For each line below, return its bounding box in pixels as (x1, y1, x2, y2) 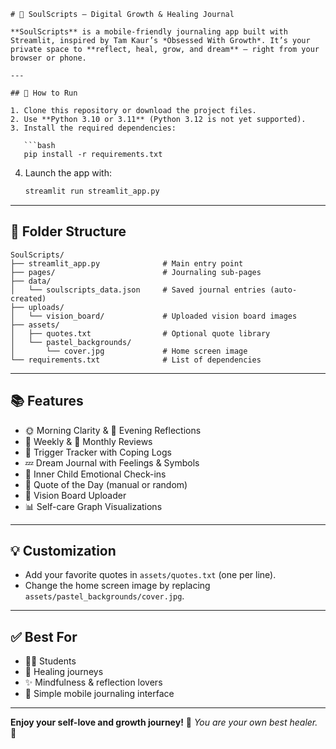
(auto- (269, 285, 298, 295)
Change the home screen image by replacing (24, 580, 211, 592)
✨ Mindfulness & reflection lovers (24, 676, 163, 689)
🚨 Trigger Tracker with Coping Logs (24, 446, 172, 458)
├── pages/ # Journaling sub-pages (10, 267, 262, 277)
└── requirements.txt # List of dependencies (10, 355, 262, 365)
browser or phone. (10, 53, 87, 63)
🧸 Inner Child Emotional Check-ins (24, 468, 167, 480)
